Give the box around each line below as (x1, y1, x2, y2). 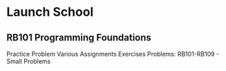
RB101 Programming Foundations (6, 32, 152, 43)
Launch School (6, 4, 94, 20)
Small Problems (6, 57, 51, 65)
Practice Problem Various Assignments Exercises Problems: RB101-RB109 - (6, 50, 220, 58)
